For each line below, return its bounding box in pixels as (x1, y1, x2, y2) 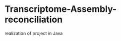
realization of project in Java (4, 30, 63, 36)
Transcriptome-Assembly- (4, 3, 117, 15)
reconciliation (4, 14, 63, 25)
